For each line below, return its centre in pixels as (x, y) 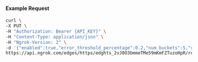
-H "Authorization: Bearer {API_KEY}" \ (56, 31)
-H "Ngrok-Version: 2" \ (36, 42)
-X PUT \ (16, 26)
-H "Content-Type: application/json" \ (55, 37)
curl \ (14, 20)
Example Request (27, 8)
